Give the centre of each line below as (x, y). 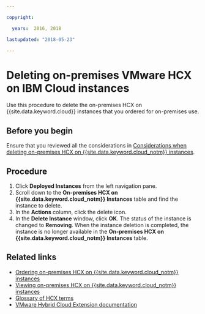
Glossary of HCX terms (44, 298)
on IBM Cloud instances (68, 88)
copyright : (20, 17)
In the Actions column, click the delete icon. (71, 212)
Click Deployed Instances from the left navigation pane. (86, 186)
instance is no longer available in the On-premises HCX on (89, 231)
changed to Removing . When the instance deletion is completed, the (102, 225)
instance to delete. (39, 205)
